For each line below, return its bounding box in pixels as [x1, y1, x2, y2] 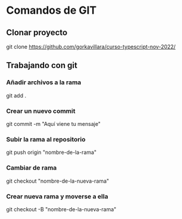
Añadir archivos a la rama [6, 78, 81, 87]
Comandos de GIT [6, 4, 97, 17]
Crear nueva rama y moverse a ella [6, 192, 108, 201]
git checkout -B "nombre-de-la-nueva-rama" [6, 205, 117, 212]
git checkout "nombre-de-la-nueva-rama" [6, 177, 109, 184]
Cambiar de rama [6, 164, 57, 172]
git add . [6, 92, 27, 99]
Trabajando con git [6, 60, 77, 70]
